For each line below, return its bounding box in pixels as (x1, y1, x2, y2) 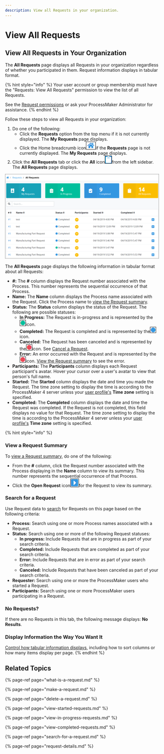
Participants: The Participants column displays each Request (12, 363, 138, 369)
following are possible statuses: (12, 309, 76, 315)
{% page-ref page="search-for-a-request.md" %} (5, 734, 106, 740)
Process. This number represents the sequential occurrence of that (12, 283, 147, 289)
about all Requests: (5, 269, 44, 274)
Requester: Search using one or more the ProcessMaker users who (12, 577, 149, 583)
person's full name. (12, 374, 51, 379)
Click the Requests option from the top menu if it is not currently (19, 131, 150, 137)
